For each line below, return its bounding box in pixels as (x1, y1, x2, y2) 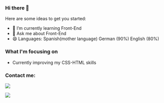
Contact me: (5, 72, 36, 79)
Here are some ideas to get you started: (5, 16, 87, 22)
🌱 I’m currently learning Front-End (12, 25, 82, 31)
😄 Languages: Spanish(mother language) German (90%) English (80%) (12, 36, 160, 42)
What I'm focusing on (5, 48, 58, 55)
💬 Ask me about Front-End (12, 31, 67, 37)
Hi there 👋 (5, 4, 30, 11)
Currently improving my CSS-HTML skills (12, 59, 97, 65)
